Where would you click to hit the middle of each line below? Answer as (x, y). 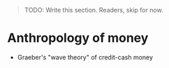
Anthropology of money (78, 38)
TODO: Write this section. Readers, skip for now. (94, 10)
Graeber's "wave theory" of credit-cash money (85, 57)
